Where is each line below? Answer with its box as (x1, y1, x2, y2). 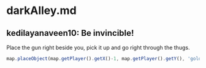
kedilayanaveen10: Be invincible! (6, 28, 134, 38)
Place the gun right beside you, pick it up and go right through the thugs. (6, 44, 190, 51)
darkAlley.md (6, 4, 77, 18)
